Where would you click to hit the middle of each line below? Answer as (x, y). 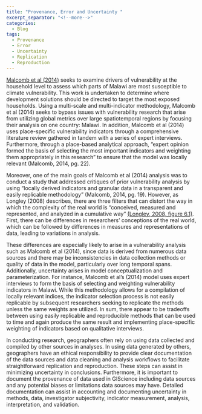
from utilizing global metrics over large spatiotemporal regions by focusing (99, 118)
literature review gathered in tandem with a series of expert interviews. (94, 137)
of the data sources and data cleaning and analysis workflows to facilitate (98, 359)
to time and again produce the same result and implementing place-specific (101, 322)
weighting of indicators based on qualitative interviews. (75, 328)
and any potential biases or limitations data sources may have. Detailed (95, 385)
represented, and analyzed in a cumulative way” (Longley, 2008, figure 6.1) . (100, 214)
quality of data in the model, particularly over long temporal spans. (89, 264)
